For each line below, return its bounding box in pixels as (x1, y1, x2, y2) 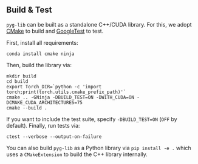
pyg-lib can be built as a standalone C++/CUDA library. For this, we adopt (6, 21, 193, 28)
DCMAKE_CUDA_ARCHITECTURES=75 (6, 99, 83, 105)
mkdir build (6, 73, 36, 79)
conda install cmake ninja (6, 51, 75, 57)
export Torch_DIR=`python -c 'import (6, 84, 102, 90)
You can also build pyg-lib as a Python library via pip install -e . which (6, 144, 191, 151)
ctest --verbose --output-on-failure (6, 133, 102, 140)
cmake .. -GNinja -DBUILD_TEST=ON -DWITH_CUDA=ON (6, 94, 135, 100)
